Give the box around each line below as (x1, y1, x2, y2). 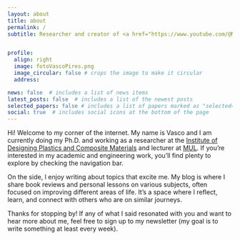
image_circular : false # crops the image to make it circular (14, 69, 203, 76)
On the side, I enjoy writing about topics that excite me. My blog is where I (7, 173, 226, 181)
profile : (7, 49, 34, 57)
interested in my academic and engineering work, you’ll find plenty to (7, 151, 211, 160)
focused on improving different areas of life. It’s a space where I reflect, (7, 188, 218, 196)
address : (14, 76, 40, 83)
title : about (7, 17, 46, 24)
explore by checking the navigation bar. (7, 159, 124, 168)
